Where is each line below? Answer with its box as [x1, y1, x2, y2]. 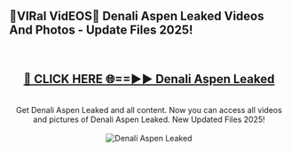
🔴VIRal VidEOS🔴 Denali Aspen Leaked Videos [9, 9, 264, 24]
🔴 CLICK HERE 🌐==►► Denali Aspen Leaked [23, 72, 275, 87]
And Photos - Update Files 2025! [9, 23, 193, 38]
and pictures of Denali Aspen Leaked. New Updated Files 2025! [33, 114, 265, 125]
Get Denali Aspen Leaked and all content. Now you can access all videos [16, 104, 282, 115]
